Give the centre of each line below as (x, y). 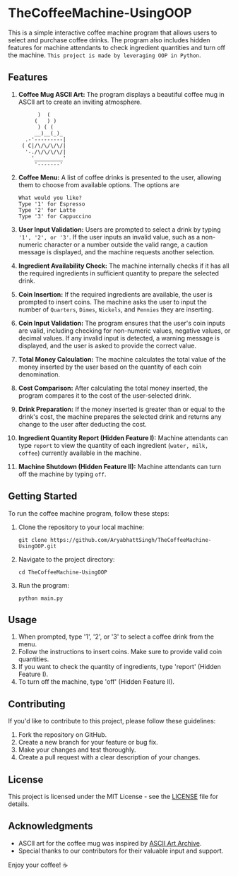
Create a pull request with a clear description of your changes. (109, 757)
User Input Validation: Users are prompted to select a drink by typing (119, 229)
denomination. (39, 374)
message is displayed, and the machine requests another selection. (116, 251)
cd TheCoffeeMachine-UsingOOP (63, 572)
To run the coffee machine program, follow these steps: (89, 513)
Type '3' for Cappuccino (55, 216)
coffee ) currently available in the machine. (80, 453)
